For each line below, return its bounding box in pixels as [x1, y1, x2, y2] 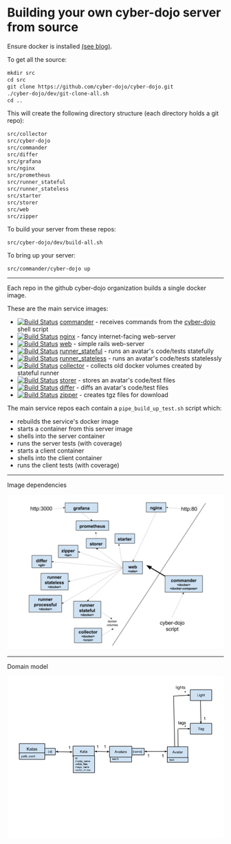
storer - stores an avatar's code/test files [59, 376, 175, 384]
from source [7, 19, 79, 35]
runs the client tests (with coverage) [16, 461, 120, 469]
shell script [16, 325, 49, 333]
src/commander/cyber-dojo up [7, 265, 91, 272]
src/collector [7, 130, 48, 137]
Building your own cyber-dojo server [7, 5, 221, 21]
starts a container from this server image [16, 424, 133, 433]
